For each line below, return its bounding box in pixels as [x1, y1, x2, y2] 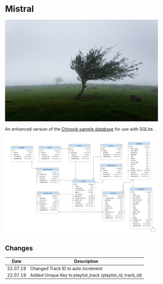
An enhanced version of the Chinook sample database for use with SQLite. [5, 126, 154, 132]
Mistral [5, 3, 34, 15]
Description [74, 258, 98, 264]
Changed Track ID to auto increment [30, 265, 103, 271]
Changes [5, 244, 33, 253]
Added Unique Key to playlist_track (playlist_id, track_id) [30, 272, 142, 278]
